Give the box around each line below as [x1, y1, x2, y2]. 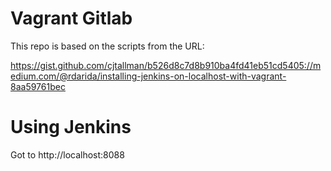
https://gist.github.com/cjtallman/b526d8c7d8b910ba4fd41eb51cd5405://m [10, 59, 322, 71]
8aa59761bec [10, 80, 66, 92]
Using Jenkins [10, 116, 132, 139]
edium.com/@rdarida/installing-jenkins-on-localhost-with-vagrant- [10, 70, 287, 82]
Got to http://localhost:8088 [10, 148, 125, 161]
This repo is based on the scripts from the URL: [10, 40, 205, 52]
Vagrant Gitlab [10, 7, 133, 30]
